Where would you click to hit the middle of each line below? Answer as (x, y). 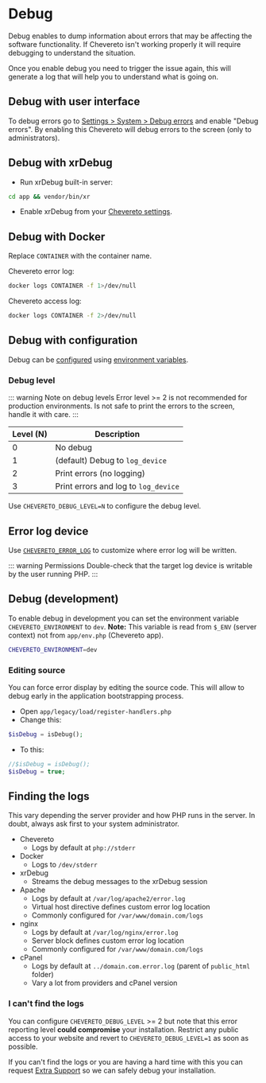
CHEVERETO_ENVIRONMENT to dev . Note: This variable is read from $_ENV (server (133, 626)
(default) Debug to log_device (111, 461)
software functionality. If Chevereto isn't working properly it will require (125, 44)
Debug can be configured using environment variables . (98, 360)
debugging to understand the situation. (72, 53)
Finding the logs (49, 796)
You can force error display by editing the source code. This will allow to (126, 687)
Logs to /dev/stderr (64, 865)
